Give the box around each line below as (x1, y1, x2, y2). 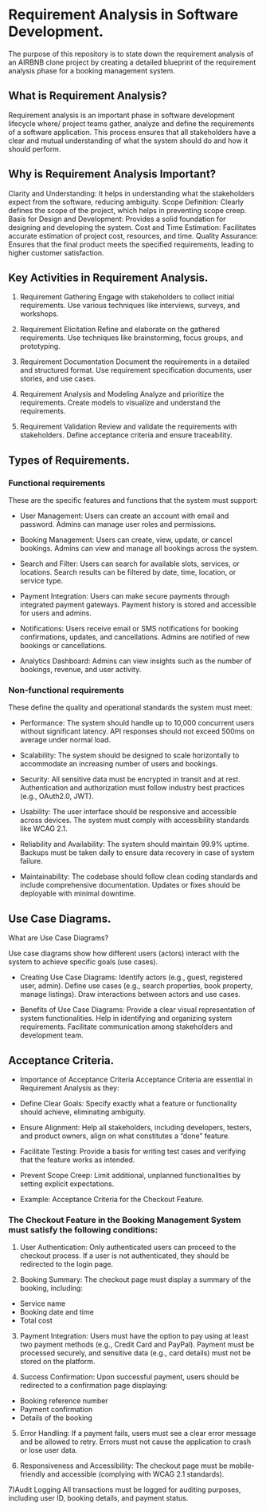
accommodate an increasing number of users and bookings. (19, 759, 218, 769)
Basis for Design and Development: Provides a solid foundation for (8, 214, 226, 223)
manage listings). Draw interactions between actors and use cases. (19, 990, 241, 999)
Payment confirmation (19, 1405, 93, 1414)
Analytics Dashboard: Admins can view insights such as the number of (19, 656, 252, 666)
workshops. (19, 309, 59, 318)
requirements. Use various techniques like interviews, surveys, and (19, 301, 241, 311)
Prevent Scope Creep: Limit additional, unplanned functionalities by (19, 1170, 241, 1180)
